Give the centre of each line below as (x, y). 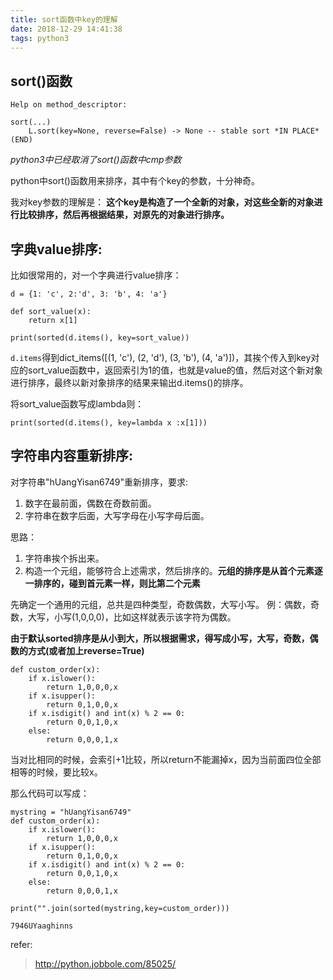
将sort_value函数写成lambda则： (77, 404)
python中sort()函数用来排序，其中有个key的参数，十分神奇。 (135, 181)
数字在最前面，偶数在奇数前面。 (90, 503)
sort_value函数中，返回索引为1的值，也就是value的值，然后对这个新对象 (175, 370)
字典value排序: (56, 249)
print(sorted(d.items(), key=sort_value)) (100, 338)
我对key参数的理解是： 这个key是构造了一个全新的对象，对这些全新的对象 (162, 202)
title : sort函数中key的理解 (64, 19)
